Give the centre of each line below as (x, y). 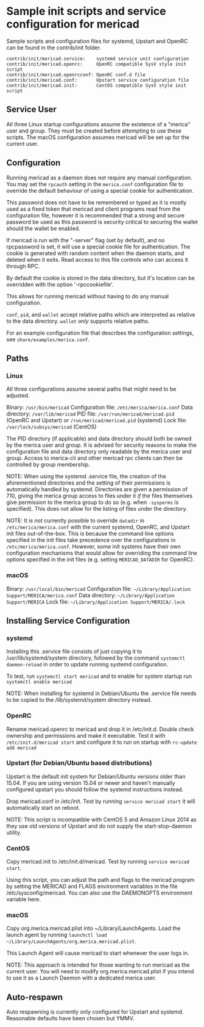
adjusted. (18, 395)
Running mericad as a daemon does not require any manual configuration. (99, 178)
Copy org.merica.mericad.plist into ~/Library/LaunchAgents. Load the (93, 928)
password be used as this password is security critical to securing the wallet (102, 222)
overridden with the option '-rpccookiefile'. (60, 284)
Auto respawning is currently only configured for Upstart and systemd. (95, 1012)
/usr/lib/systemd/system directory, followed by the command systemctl (96, 658)
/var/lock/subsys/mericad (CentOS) (51, 427)
